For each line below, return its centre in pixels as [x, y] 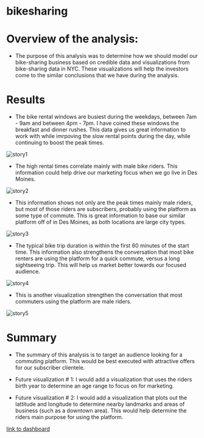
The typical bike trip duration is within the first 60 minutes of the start [102, 246]
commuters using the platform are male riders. [73, 302]
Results [26, 100]
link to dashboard [28, 429]
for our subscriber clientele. [50, 367]
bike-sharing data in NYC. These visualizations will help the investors [102, 69]
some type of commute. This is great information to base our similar [100, 216]
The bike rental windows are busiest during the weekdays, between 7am [106, 117]
